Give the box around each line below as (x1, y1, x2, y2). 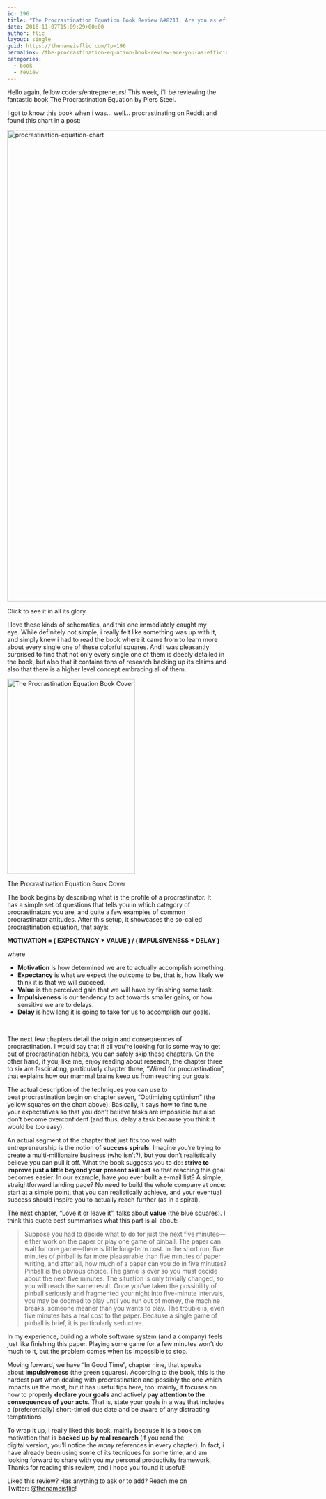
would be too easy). (7, 1122, 65, 1131)
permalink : (7, 50, 39, 57)
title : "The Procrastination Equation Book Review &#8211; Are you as (7, 17, 217, 24)
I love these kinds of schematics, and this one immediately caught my (7, 620, 207, 629)
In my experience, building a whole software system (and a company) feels (7, 1332, 223, 1341)
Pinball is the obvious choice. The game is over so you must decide (24, 1267, 218, 1275)
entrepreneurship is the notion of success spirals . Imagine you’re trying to (7, 1143, 222, 1151)
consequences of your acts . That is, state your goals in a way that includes (7, 1397, 225, 1406)
